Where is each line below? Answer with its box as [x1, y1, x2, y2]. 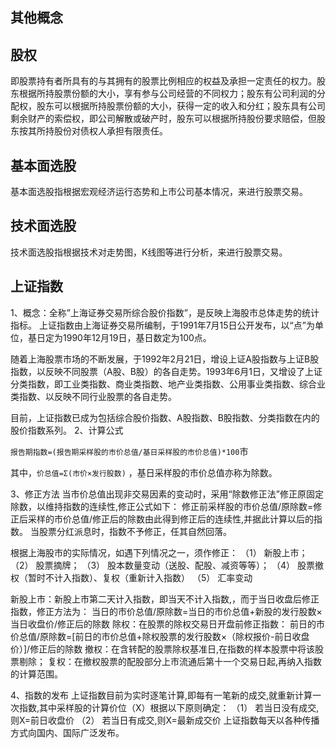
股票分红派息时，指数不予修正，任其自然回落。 [38, 525, 232, 537]
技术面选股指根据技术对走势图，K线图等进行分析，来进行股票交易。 [10, 246, 288, 258]
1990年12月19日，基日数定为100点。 [62, 331, 212, 343]
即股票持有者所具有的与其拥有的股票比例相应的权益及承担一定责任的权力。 [10, 75, 317, 87]
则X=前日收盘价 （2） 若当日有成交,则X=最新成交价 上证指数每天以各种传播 [10, 714, 320, 726]
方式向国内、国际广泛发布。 [10, 726, 125, 738]
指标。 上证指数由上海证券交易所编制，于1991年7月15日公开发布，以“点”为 [10, 319, 315, 331]
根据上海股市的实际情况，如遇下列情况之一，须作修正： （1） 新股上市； [10, 546, 308, 558]
